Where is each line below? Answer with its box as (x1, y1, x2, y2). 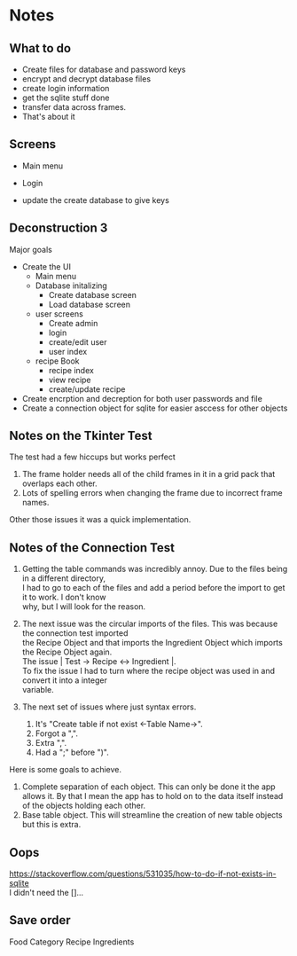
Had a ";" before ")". (35, 747, 109, 758)
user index (48, 346, 88, 357)
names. (21, 498, 50, 508)
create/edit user (48, 336, 107, 347)
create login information (21, 83, 110, 93)
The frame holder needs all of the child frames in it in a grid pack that (21, 469, 276, 480)
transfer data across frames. (21, 102, 127, 112)
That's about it (21, 112, 75, 121)
